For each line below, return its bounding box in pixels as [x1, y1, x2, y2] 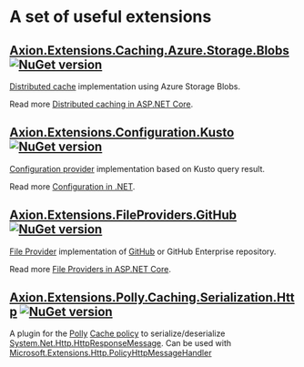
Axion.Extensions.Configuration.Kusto [9, 125, 235, 140]
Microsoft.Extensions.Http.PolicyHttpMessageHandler [9, 348, 212, 359]
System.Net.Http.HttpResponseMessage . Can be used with [9, 338, 232, 349]
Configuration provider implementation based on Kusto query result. [9, 163, 266, 174]
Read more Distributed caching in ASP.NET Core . [9, 98, 194, 109]
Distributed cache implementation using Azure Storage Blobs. [9, 81, 241, 92]
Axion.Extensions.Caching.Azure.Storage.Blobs [9, 43, 289, 58]
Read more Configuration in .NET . [9, 180, 136, 192]
